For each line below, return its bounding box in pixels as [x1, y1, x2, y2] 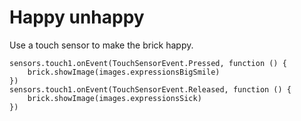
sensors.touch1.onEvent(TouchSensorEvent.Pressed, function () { [9, 58, 287, 68]
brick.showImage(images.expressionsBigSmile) [27, 67, 221, 77]
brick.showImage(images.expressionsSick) [27, 93, 202, 103]
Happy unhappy [9, 6, 145, 29]
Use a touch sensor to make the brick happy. [9, 39, 194, 51]
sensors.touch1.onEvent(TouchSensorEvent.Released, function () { [9, 84, 292, 95]
